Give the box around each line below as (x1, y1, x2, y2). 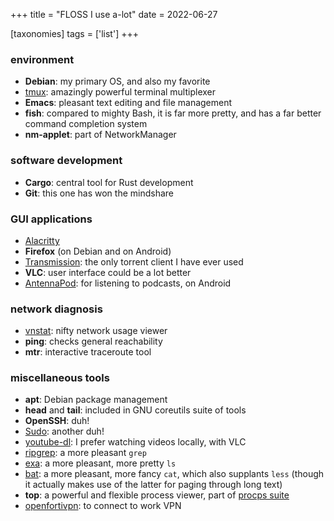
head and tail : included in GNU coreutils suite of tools (24, 404, 247, 416)
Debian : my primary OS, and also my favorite (24, 75, 211, 88)
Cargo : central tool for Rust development (24, 176, 194, 188)
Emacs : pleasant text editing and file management (24, 97, 233, 109)
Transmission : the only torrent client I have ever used (24, 255, 244, 268)
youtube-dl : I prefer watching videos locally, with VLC (24, 436, 247, 448)
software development (10, 154, 123, 168)
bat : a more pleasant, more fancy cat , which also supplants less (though (24, 468, 325, 480)
